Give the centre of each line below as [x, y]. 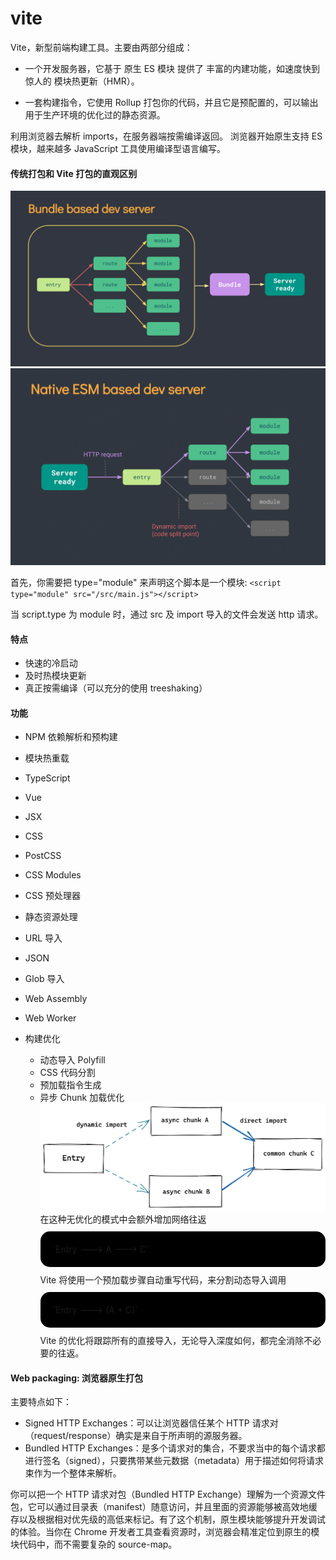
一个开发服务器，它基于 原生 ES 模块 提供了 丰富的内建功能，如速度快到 [172, 68]
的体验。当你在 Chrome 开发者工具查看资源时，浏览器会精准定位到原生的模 [165, 1532]
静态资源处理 [51, 917]
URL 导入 [43, 938]
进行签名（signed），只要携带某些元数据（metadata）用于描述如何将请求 [174, 1461]
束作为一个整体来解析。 [73, 1473]
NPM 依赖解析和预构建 [71, 737]
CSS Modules [53, 875]
